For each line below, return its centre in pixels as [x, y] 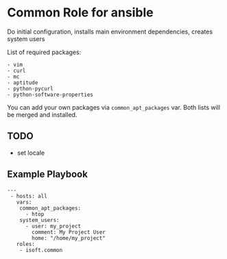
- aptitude [23, 83]
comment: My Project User [69, 232]
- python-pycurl [30, 88]
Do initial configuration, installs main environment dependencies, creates [110, 32]
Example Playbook [47, 174]
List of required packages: [44, 52]
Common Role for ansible [80, 13]
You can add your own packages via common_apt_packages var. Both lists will [114, 107]
